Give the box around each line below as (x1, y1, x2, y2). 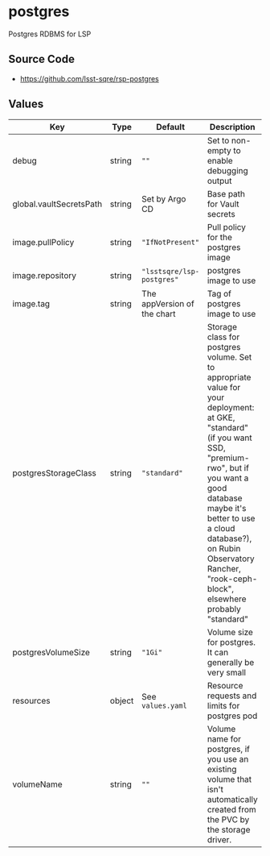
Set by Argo (141, 193, 186, 204)
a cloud (207, 522, 235, 534)
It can (207, 646, 229, 658)
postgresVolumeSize (12, 646, 91, 658)
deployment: (207, 401, 255, 413)
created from (207, 804, 257, 815)
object (109, 695, 134, 706)
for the (207, 231, 233, 243)
